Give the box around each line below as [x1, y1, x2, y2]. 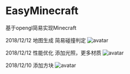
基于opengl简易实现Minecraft [5, 24, 77, 31]
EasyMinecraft [5, 4, 79, 18]
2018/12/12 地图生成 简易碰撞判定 [5, 36, 86, 43]
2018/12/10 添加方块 [5, 62, 54, 69]
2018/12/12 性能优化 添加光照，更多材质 [5, 49, 102, 56]
